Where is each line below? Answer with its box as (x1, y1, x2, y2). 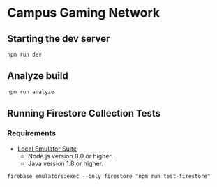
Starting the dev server (7, 33, 110, 45)
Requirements (7, 128, 57, 138)
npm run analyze (7, 89, 54, 96)
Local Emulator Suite (17, 144, 77, 153)
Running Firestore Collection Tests (7, 107, 161, 119)
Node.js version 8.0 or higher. (27, 151, 113, 160)
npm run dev (7, 51, 42, 58)
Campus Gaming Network (7, 5, 160, 21)
